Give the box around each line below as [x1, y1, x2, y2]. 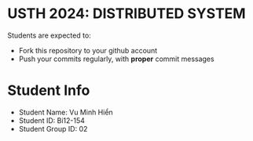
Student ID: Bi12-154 [18, 115, 86, 125]
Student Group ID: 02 [18, 124, 88, 133]
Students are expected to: [7, 31, 91, 40]
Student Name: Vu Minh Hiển [18, 107, 113, 117]
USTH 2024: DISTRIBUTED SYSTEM [7, 5, 246, 23]
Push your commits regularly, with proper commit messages [18, 54, 214, 63]
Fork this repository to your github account [18, 45, 158, 55]
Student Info [7, 81, 90, 99]
